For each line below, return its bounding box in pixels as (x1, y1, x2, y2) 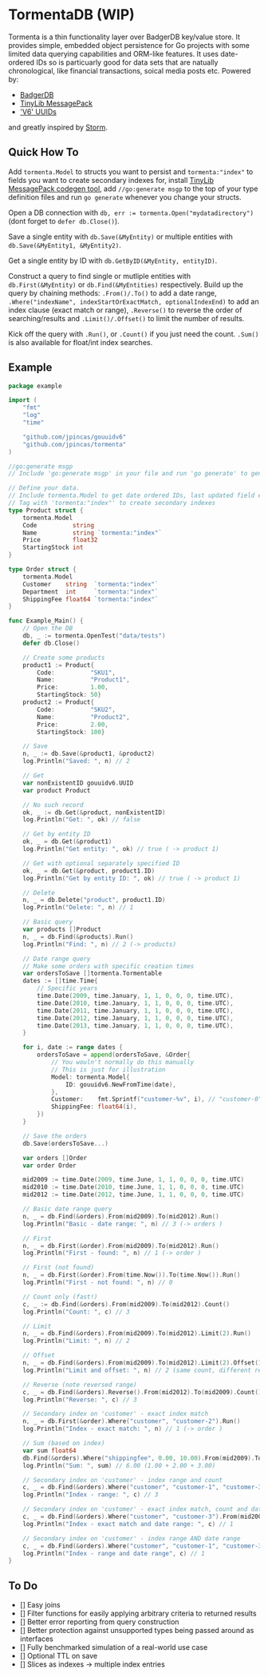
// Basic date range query (22, 1205, 112, 1214)
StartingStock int (22, 543, 84, 552)
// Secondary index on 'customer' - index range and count (22, 1476, 223, 1484)
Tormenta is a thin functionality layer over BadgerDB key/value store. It (8, 32, 241, 42)
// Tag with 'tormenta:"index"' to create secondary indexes (8, 499, 216, 507)
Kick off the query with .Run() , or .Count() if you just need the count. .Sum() (8, 329, 259, 339)
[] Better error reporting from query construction (19, 1617, 179, 1627)
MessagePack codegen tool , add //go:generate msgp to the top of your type (8, 184, 258, 193)
